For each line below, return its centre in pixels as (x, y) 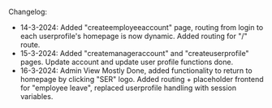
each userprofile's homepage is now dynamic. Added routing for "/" (134, 36)
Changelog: (28, 12)
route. (30, 45)
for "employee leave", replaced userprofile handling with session (128, 88)
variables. (37, 96)
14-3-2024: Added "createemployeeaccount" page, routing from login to (142, 27)
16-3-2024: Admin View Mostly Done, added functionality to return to (136, 71)
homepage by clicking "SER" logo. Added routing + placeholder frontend (142, 79)
